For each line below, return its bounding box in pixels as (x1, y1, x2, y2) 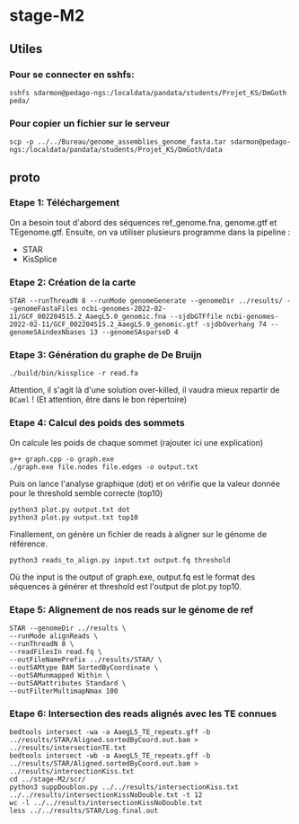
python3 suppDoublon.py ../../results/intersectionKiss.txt (9, 783, 240, 792)
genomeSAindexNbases (9, 328, 87, 337)
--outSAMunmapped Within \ (9, 671, 110, 680)
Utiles (9, 41, 43, 57)
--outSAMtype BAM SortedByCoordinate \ (9, 663, 159, 672)
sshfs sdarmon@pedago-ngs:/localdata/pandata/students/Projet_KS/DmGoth (9, 88, 287, 97)
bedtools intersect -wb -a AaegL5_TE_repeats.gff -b (9, 751, 211, 760)
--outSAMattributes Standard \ (9, 679, 127, 688)
